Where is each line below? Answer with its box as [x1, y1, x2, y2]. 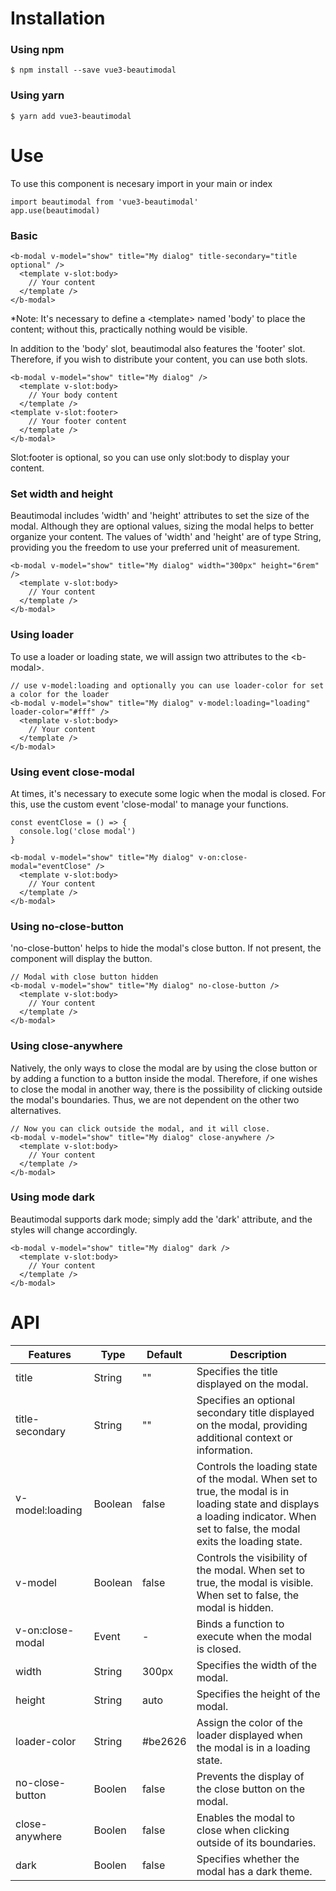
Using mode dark [10, 1190, 96, 1204]
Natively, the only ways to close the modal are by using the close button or [10, 1062, 318, 1074]
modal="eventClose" [10, 861, 92, 871]
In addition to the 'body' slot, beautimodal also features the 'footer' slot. [10, 343, 306, 355]
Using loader [10, 628, 74, 642]
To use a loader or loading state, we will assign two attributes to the [10, 650, 289, 662]
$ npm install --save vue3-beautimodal [10, 65, 177, 76]
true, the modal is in [196, 1484, 290, 1498]
